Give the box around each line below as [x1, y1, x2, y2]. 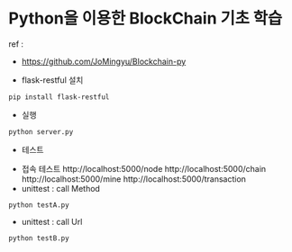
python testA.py [8, 200, 69, 210]
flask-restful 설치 [21, 74, 84, 85]
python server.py [8, 127, 74, 136]
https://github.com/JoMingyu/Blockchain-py [21, 56, 187, 67]
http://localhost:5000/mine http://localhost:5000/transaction [21, 173, 247, 184]
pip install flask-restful [8, 92, 110, 102]
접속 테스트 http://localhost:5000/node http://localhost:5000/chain [21, 163, 267, 174]
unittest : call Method [21, 183, 101, 193]
